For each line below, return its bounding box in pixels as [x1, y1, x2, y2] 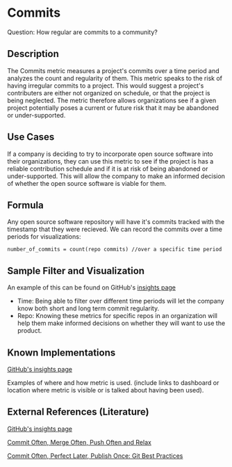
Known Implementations [7, 347, 116, 358]
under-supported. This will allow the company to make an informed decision [7, 172, 226, 180]
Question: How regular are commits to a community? [7, 28, 158, 36]
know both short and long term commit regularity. [17, 304, 160, 312]
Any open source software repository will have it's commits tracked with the [7, 218, 225, 226]
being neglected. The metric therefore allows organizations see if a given [7, 96, 217, 104]
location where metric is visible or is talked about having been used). [7, 386, 204, 394]
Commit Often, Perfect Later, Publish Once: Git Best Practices [7, 451, 183, 460]
